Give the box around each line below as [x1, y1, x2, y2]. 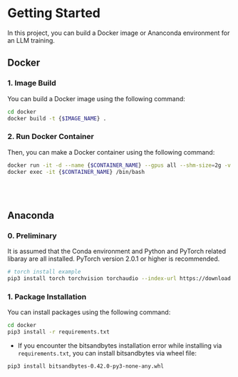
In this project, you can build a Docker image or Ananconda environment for [7, 29, 230, 37]
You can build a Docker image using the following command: [7, 94, 185, 103]
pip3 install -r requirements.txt [7, 329, 110, 336]
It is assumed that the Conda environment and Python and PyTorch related [7, 247, 227, 256]
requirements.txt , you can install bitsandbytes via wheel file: [17, 348, 197, 357]
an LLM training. [7, 36, 56, 44]
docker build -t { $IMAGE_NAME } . [7, 115, 107, 122]
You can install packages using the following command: [7, 308, 171, 316]
